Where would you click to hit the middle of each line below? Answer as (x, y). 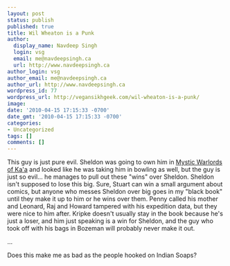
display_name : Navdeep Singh (55, 46)
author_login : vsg (34, 71)
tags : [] (20, 136)
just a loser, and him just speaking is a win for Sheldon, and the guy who (110, 221)
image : (17, 104)
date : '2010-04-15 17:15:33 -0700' (59, 110)
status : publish (30, 20)
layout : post (26, 14)
